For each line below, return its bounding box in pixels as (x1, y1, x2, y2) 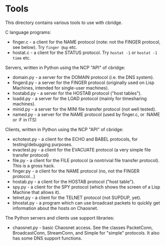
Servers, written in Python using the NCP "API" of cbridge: (5, 64, 125, 70)
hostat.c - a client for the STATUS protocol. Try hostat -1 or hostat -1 (12, 49, 157, 55)
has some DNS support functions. (12, 235, 82, 241)
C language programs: (5, 29, 51, 35)
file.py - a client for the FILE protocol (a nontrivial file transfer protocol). (12, 157, 160, 163)
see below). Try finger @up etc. (12, 44, 77, 50)
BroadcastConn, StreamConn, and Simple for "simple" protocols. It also (12, 229, 160, 235)
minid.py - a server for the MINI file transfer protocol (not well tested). (12, 106, 156, 112)
